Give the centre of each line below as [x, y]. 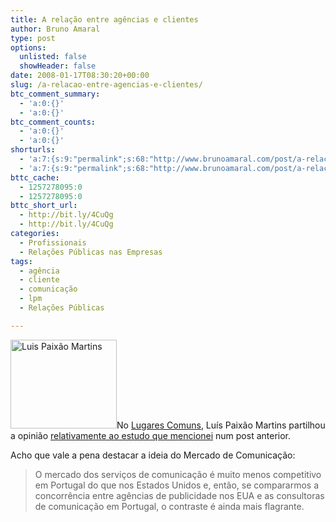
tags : [21, 261]
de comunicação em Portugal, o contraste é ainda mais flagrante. [169, 506]
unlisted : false [53, 57]
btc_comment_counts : [53, 122]
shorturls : [33, 150]
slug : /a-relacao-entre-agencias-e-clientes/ [106, 85]
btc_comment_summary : [55, 94]
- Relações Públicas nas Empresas [91, 252]
